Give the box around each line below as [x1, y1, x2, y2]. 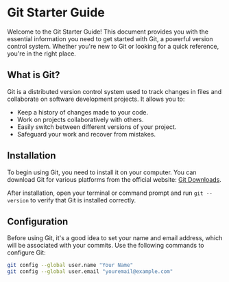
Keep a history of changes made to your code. [16, 108, 149, 116]
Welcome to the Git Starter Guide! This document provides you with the [7, 27, 209, 36]
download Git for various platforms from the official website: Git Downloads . [7, 175, 221, 183]
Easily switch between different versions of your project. [16, 122, 177, 131]
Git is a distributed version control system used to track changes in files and [7, 87, 222, 95]
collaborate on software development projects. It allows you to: [7, 95, 185, 103]
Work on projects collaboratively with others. [16, 115, 144, 124]
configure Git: [7, 248, 46, 257]
